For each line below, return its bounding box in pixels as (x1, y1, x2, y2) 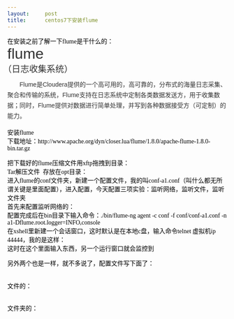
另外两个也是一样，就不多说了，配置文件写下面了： (7, 260, 154, 267)
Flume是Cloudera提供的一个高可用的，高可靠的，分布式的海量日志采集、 (20, 80, 227, 88)
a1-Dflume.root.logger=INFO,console (7, 218, 101, 226)
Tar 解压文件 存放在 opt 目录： (7, 168, 88, 175)
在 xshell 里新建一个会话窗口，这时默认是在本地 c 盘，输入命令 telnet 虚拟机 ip (7, 228, 217, 235)
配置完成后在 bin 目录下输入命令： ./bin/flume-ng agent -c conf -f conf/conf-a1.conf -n (7, 212, 227, 219)
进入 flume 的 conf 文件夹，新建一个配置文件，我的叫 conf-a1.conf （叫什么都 (7, 177, 211, 184)
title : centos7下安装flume (7, 17, 98, 24)
